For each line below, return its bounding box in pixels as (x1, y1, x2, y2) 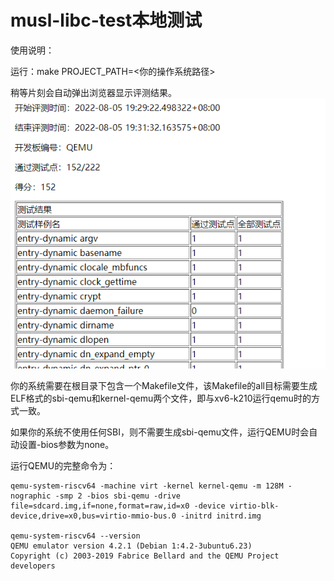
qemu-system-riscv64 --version (10, 531, 141, 541)
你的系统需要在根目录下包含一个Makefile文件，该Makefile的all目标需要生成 (10, 379, 318, 391)
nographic (10, 491, 52, 501)
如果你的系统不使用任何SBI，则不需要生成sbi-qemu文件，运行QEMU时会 (10, 426, 310, 438)
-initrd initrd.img (180, 511, 262, 521)
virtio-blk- (229, 501, 280, 511)
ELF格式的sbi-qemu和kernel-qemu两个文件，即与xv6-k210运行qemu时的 (10, 392, 312, 404)
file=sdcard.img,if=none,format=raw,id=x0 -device (10, 501, 226, 511)
